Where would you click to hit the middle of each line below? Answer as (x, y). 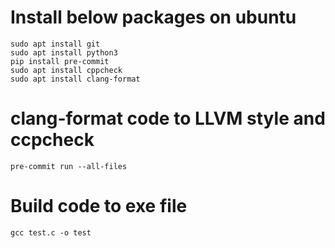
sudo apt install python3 (64, 52)
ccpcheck (52, 140)
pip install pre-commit (60, 61)
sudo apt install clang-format (75, 79)
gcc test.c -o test (51, 232)
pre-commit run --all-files (69, 166)
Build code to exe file (99, 206)
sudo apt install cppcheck (66, 70)
